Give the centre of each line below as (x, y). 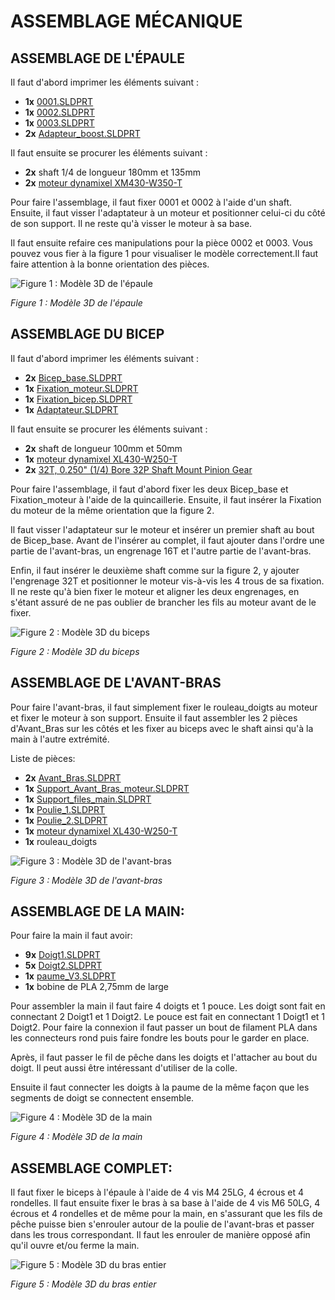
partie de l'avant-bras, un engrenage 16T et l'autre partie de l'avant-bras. (161, 551)
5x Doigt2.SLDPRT (63, 966)
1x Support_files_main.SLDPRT (88, 799)
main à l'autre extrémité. (60, 739)
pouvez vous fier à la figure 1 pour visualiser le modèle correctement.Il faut (164, 253)
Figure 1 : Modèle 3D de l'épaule (76, 303)
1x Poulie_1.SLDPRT (64, 809)
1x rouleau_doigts (61, 841)
